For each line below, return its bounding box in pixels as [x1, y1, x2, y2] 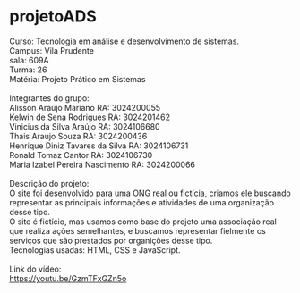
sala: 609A [9, 54, 49, 65]
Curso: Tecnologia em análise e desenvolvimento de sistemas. [9, 36, 240, 46]
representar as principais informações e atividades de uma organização [9, 197, 275, 207]
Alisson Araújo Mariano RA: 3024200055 [9, 102, 161, 113]
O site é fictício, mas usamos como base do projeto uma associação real [9, 216, 278, 227]
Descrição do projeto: [9, 178, 90, 188]
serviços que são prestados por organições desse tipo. [9, 235, 213, 246]
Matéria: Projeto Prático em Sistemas [9, 73, 146, 84]
